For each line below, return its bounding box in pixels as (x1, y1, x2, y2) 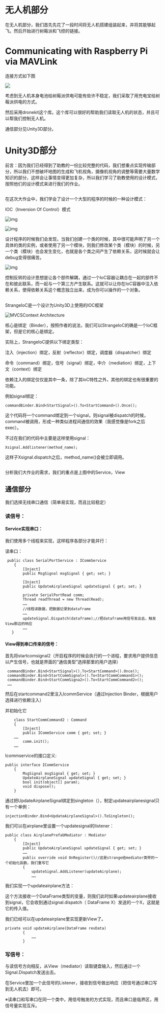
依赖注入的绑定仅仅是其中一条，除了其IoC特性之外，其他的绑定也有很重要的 (5, 376, 159, 382)
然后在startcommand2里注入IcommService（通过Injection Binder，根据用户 (5, 691, 158, 697)
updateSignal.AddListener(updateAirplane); (31, 869, 122, 874)
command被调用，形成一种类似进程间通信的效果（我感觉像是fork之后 (5, 418, 145, 424)
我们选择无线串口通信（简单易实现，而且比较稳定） (5, 499, 109, 505)
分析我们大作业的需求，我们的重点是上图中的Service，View (5, 469, 125, 475)
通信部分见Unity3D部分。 (5, 126, 56, 132)
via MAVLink (5, 56, 58, 67)
